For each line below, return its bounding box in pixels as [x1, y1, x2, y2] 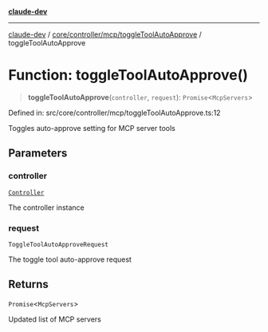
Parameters [8, 147, 68, 160]
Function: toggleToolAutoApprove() [8, 66, 249, 85]
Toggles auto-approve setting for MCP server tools [8, 123, 175, 132]
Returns [8, 278, 49, 291]
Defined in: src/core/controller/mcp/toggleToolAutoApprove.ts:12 [8, 108, 221, 117]
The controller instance [8, 203, 85, 212]
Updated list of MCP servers [8, 314, 101, 324]
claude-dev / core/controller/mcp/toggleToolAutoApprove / [8, 30, 202, 39]
